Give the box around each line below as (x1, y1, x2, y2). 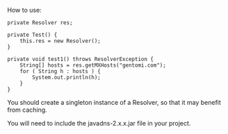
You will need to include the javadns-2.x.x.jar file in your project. (7, 119, 191, 127)
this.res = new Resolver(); (19, 37, 101, 44)
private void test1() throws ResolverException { (7, 56, 154, 62)
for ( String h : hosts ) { (19, 68, 101, 75)
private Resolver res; (7, 19, 73, 26)
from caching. (7, 106, 47, 114)
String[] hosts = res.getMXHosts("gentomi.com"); (19, 62, 167, 69)
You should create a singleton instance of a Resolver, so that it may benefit (7, 99, 221, 106)
